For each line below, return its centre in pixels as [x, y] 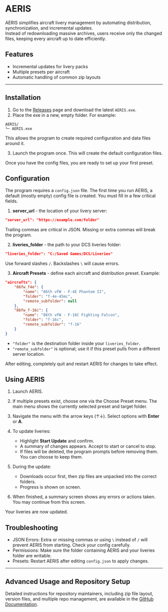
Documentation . [22, 604]
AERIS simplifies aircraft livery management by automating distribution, [78, 23]
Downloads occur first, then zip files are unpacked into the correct [88, 477]
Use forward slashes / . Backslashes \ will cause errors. [62, 263]
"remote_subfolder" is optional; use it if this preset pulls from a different [86, 349]
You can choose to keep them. [51, 457]
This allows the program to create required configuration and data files [78, 138]
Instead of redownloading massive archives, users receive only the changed [84, 33]
